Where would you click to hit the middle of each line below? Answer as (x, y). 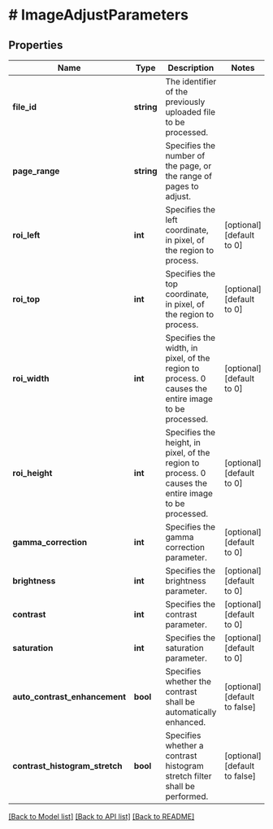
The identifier (191, 81)
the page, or (188, 166)
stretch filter (188, 776)
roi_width (31, 378)
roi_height (32, 473)
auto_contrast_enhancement (69, 697)
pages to (182, 186)
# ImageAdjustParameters (99, 15)
